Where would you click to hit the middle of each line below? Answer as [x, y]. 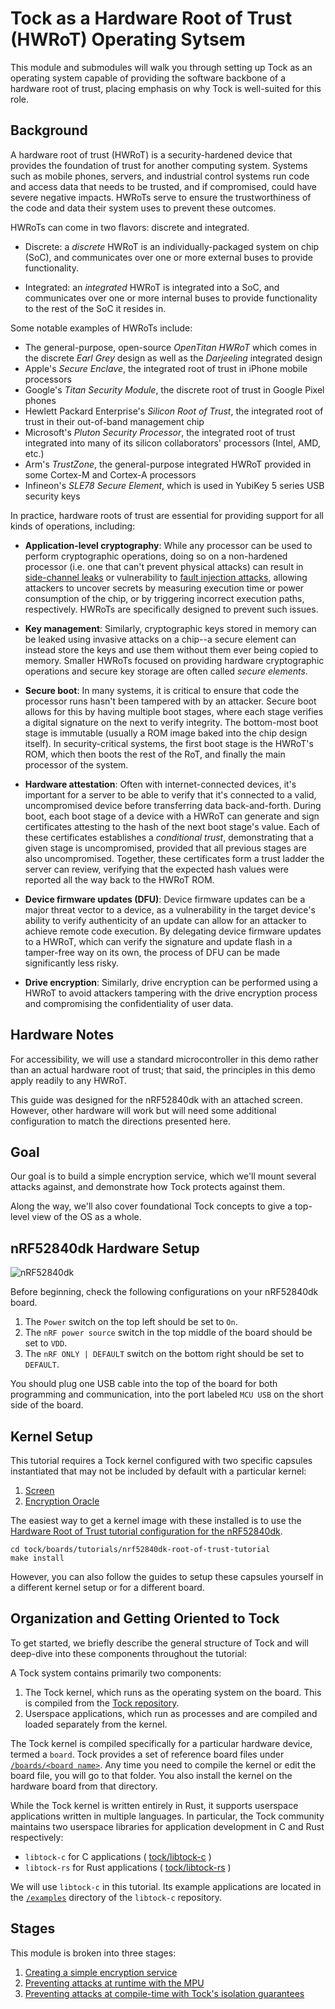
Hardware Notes [62, 1035]
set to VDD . [46, 1343]
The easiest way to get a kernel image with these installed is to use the [156, 1520]
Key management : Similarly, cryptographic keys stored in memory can [170, 628]
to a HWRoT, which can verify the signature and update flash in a [158, 941]
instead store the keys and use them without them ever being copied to [171, 649]
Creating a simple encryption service [101, 1972]
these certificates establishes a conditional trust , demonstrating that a [169, 837]
